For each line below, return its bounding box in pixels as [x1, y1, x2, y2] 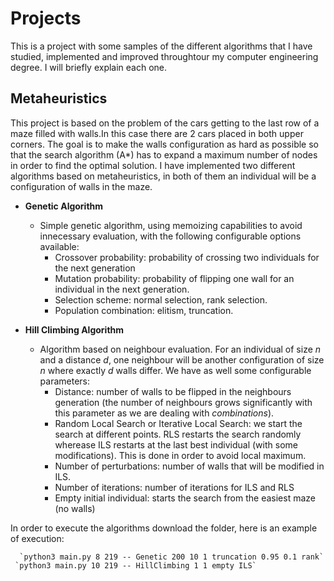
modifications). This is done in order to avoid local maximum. [54, 449, 307, 461]
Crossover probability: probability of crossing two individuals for [54, 251, 320, 263]
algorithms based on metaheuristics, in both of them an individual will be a [10, 170, 317, 182]
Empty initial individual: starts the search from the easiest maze [54, 492, 316, 504]
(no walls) [54, 502, 96, 514]
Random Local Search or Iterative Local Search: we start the [54, 417, 303, 429]
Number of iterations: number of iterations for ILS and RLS [54, 481, 295, 493]
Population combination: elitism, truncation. [54, 304, 234, 316]
